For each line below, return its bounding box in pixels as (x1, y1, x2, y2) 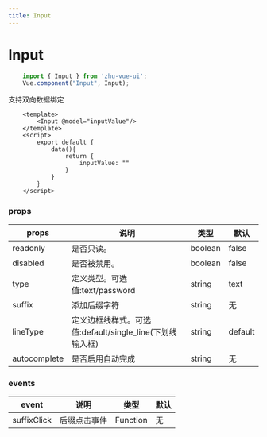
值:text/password (71, 284, 136, 296)
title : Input (8, 11, 52, 20)
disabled (12, 257, 44, 269)
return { (64, 153, 94, 160)
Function (114, 414, 149, 425)
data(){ (50, 145, 77, 153)
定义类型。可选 (71, 273, 128, 284)
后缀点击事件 (59, 415, 108, 426)
